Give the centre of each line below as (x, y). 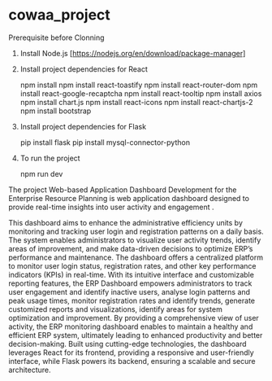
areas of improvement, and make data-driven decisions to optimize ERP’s (131, 248)
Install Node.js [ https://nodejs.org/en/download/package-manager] (133, 53)
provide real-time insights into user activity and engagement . (111, 207)
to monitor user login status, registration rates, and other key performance (132, 265)
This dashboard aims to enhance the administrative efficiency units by (126, 222)
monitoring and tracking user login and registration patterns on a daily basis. (136, 231)
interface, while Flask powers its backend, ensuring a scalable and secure (132, 361)
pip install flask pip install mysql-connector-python (105, 142)
